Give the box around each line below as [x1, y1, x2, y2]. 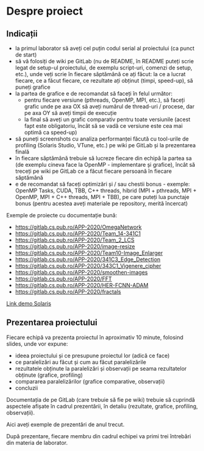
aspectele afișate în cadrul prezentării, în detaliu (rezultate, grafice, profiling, [6, 402, 198, 410]
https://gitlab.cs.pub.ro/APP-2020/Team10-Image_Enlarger [15, 250, 163, 256]
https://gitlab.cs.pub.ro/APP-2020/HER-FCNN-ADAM [15, 282, 149, 288]
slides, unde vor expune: [6, 340, 68, 348]
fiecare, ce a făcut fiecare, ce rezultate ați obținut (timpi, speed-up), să [15, 77, 194, 84]
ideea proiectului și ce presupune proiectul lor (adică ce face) [15, 352, 170, 359]
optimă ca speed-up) [24, 129, 77, 136]
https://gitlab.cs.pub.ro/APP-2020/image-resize [15, 243, 135, 250]
